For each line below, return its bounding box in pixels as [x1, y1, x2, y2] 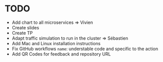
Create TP [11, 30, 33, 36]
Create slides [11, 24, 39, 30]
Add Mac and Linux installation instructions [11, 40, 101, 46]
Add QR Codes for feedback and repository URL [11, 51, 111, 57]
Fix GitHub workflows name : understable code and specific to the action [11, 46, 159, 52]
